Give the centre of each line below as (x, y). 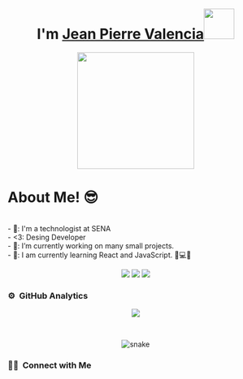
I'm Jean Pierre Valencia (121, 34)
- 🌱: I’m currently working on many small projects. (91, 245)
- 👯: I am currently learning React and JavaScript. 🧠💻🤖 (100, 255)
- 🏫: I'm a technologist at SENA (59, 228)
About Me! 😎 (53, 198)
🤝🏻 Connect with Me (50, 365)
